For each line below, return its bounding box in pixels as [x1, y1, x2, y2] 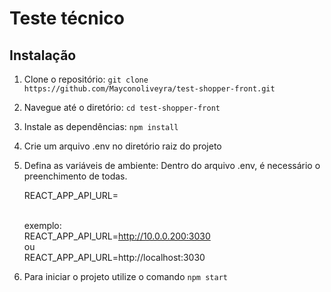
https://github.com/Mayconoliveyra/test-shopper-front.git [23, 84, 276, 94]
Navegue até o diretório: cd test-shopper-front [23, 102, 221, 113]
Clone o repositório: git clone [23, 73, 149, 85]
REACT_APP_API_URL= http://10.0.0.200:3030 [23, 230, 211, 242]
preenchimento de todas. [23, 170, 128, 182]
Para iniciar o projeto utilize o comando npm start [23, 271, 228, 282]
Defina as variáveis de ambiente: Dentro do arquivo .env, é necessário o [23, 160, 321, 171]
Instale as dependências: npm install [23, 121, 179, 132]
